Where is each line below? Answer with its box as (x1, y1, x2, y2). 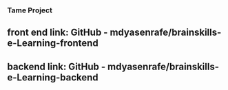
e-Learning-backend (7, 71, 99, 83)
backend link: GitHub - (7, 60, 106, 72)
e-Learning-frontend (7, 37, 99, 49)
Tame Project (7, 5, 53, 15)
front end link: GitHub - (7, 27, 108, 38)
